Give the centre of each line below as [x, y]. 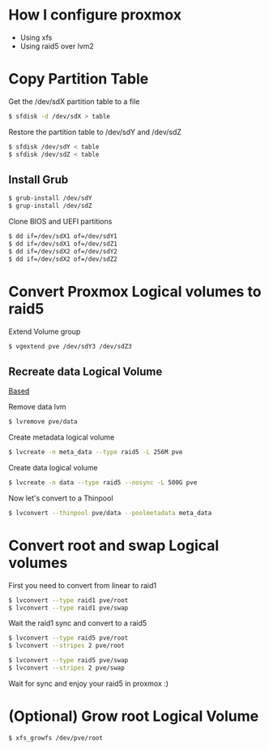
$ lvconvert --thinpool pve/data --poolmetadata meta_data [110, 513]
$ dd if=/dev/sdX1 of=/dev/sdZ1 [63, 244]
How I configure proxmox [95, 15]
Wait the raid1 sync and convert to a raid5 [78, 623]
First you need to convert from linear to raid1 [82, 585]
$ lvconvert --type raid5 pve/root [68, 638]
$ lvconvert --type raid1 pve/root [68, 600]
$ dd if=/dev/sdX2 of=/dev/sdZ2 [63, 259]
